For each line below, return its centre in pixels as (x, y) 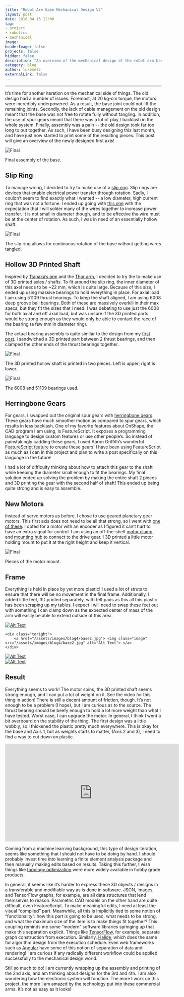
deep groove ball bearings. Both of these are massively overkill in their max (82, 303)
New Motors (25, 504)
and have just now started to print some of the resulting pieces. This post (80, 135)
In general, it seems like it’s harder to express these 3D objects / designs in (82, 884)
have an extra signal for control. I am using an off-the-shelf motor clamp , (79, 532)
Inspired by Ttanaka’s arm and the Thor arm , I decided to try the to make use (83, 277)
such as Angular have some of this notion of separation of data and (74, 948)
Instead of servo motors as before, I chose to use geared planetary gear (79, 516)
